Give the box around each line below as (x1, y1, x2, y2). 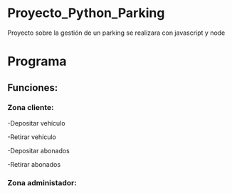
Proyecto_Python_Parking (7, 5, 165, 21)
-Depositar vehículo (7, 118, 65, 127)
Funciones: (7, 82, 58, 94)
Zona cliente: (7, 103, 54, 113)
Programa (7, 53, 67, 70)
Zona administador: (7, 177, 77, 187)
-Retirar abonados (7, 160, 61, 168)
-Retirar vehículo (7, 133, 57, 141)
